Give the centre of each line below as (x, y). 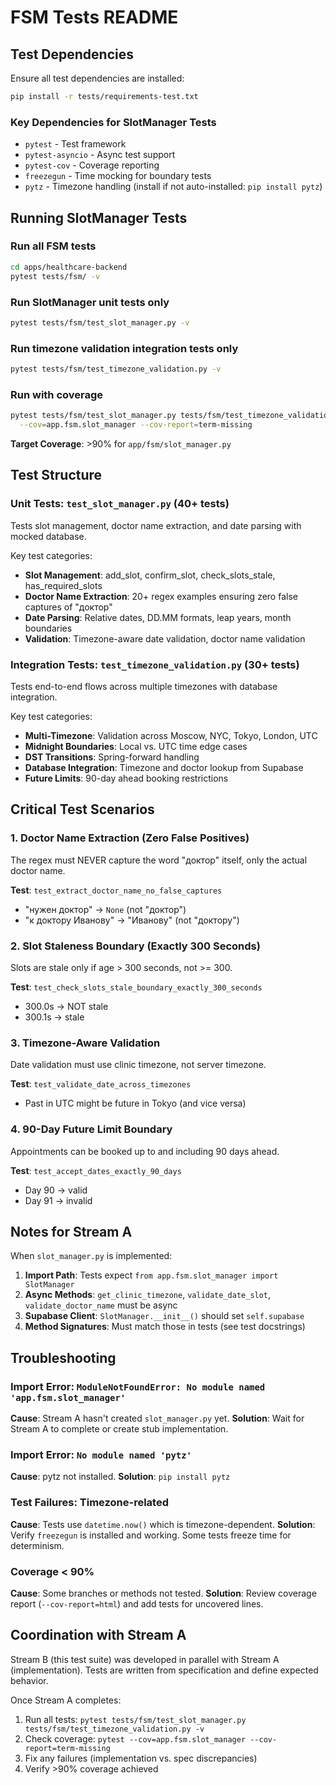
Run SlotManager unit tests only (90, 302)
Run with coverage (57, 394)
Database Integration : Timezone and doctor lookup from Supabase (164, 767)
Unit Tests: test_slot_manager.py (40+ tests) (120, 504)
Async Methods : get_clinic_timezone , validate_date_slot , (148, 1295)
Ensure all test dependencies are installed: (97, 78)
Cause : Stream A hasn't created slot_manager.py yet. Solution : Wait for (157, 1418)
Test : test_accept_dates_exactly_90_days (96, 1170)
